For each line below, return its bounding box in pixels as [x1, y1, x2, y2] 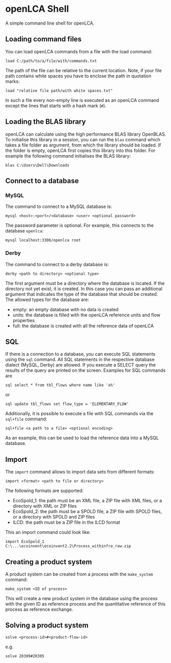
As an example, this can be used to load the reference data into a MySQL [5, 435, 159, 441]
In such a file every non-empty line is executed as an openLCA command [5, 97, 159, 103]
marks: [5, 78, 20, 84]
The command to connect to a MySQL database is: [5, 203, 112, 210]
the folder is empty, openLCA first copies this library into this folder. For [5, 147, 156, 154]
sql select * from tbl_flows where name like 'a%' [5, 382, 115, 388]
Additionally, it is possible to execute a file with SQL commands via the [5, 411, 154, 417]
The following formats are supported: [5, 487, 84, 494]
